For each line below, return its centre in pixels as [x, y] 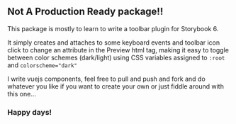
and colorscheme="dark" [43, 65]
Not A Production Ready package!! [85, 12]
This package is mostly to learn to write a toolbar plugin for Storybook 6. [113, 28]
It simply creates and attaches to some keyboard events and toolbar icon [114, 43]
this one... [22, 94]
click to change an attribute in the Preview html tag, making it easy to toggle [118, 50]
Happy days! [29, 112]
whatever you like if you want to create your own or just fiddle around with [116, 86]
